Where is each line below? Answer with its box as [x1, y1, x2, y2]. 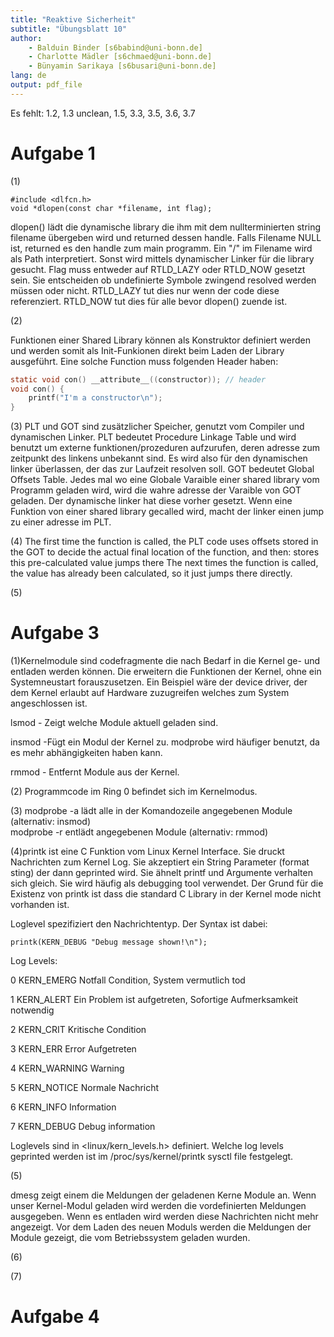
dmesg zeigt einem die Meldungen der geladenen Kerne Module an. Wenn [10, 1189, 317, 1201]
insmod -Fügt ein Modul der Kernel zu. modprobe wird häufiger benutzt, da [10, 736, 320, 748]
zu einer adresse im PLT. [10, 516, 112, 528]
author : [10, 33, 43, 43]
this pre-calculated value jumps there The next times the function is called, [10, 557, 319, 569]
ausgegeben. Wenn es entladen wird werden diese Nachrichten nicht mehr [10, 1211, 319, 1223]
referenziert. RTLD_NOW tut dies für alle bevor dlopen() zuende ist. [10, 295, 288, 307]
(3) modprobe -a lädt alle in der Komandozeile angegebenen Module [10, 805, 293, 817]
